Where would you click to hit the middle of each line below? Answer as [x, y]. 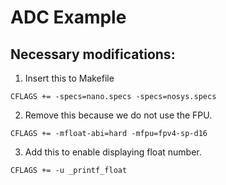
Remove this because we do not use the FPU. [118, 115]
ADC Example [68, 17]
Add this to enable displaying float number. [113, 152]
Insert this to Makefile [69, 78]
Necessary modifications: [93, 54]
